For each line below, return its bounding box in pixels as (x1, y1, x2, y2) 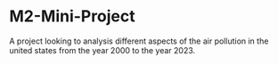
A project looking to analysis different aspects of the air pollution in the (9, 36, 269, 46)
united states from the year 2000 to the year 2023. (9, 44, 196, 55)
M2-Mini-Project (9, 6, 135, 27)
